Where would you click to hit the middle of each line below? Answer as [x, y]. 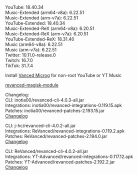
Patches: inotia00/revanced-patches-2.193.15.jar [55, 110]
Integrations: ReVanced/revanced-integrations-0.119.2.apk [65, 131]
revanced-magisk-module [32, 85]
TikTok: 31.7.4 [19, 65]
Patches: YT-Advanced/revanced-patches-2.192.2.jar [60, 162]
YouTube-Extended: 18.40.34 [35, 23]
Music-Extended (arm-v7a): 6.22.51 [42, 18]
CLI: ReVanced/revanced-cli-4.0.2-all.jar [47, 151]
